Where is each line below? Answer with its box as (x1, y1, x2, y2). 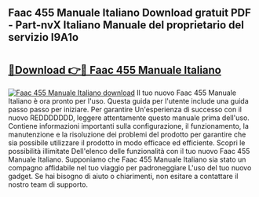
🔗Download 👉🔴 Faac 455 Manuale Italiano (8, 63, 221, 77)
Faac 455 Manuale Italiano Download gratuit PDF (8, 6, 251, 20)
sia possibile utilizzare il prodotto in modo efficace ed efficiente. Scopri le (8, 138, 246, 148)
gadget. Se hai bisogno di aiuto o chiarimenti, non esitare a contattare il (8, 172, 239, 181)
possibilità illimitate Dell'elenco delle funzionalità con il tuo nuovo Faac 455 (8, 147, 250, 155)
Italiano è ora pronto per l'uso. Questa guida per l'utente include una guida (8, 97, 249, 105)
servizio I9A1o (8, 31, 79, 44)
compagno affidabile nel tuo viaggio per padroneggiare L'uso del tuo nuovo (8, 163, 252, 172)
